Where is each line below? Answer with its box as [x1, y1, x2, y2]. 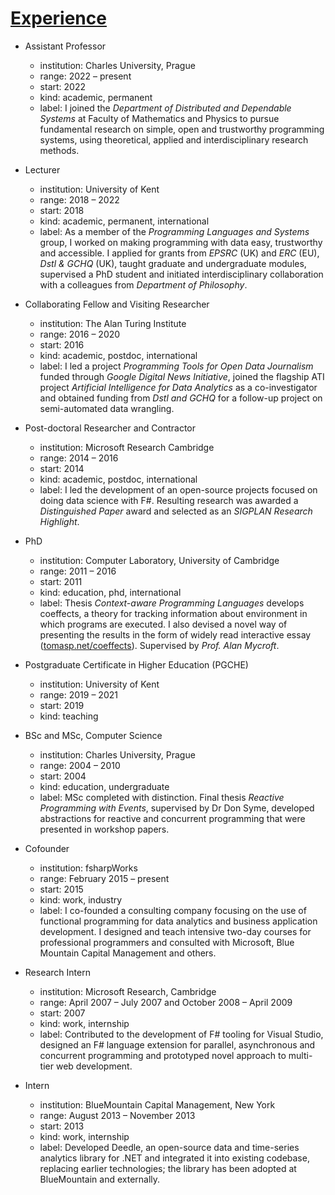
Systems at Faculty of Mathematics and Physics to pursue [39, 112, 280, 124]
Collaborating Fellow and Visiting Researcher [24, 298, 210, 310]
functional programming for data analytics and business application [39, 915, 318, 927]
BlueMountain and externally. [39, 1173, 161, 1185]
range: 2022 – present [39, 70, 132, 82]
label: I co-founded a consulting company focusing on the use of [39, 904, 307, 916]
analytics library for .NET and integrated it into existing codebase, [39, 1152, 310, 1164]
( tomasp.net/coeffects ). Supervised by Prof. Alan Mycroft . [39, 639, 280, 651]
